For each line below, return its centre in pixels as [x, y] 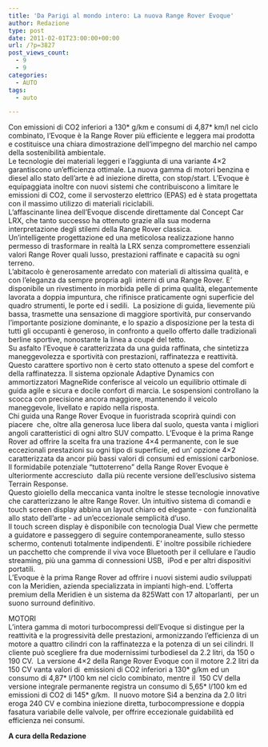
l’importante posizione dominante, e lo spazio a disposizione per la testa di [131, 323]
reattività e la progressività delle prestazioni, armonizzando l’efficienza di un [134, 636]
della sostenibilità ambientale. [57, 153]
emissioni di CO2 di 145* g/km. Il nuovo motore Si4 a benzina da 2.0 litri [127, 695]
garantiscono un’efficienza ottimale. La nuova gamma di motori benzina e [129, 170]
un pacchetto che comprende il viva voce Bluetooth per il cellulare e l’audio [132, 552]
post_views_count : [39, 53]
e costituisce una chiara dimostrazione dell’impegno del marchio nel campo [133, 144]
